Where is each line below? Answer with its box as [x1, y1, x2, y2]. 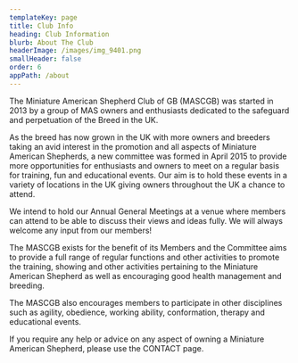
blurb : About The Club [9, 37, 94, 47]
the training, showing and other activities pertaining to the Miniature [9, 260, 259, 272]
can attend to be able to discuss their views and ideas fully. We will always [9, 215, 284, 226]
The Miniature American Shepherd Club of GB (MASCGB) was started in [9, 95, 274, 106]
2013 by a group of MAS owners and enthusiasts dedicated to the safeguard [9, 104, 290, 116]
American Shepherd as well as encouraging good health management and [9, 270, 283, 281]
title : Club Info [9, 21, 74, 30]
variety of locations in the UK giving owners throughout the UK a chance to [9, 179, 286, 190]
